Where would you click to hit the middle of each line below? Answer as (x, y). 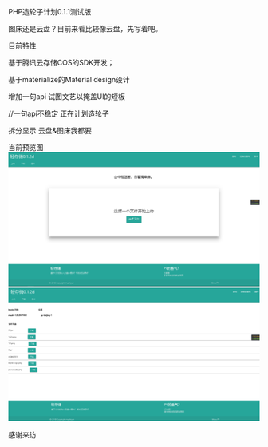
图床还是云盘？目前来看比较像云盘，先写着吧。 (85, 29)
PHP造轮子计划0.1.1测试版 (50, 12)
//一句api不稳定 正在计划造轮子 (59, 113)
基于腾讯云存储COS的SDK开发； (61, 63)
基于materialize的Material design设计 (69, 79)
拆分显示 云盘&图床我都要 (50, 131)
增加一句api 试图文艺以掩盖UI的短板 (67, 97)
